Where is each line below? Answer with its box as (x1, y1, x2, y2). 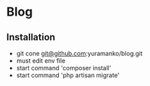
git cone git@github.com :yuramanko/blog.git (16, 49, 143, 57)
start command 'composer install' (16, 64, 112, 72)
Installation (6, 31, 55, 43)
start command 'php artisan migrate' (16, 71, 120, 79)
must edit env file (16, 57, 66, 65)
